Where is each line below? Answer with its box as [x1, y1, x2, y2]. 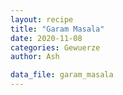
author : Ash [10, 52, 60, 62]
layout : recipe [10, 14, 74, 25]
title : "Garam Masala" [10, 24, 105, 34]
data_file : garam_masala [10, 70, 114, 80]
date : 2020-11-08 [10, 33, 83, 43]
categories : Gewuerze [10, 42, 101, 53]
